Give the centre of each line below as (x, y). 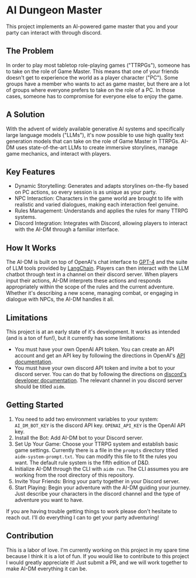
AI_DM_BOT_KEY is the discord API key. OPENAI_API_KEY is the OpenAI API (100, 425)
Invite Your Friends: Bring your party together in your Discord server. (97, 481)
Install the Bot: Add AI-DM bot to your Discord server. (79, 438)
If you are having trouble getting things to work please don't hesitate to (92, 511)
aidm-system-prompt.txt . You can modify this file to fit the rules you (96, 456)
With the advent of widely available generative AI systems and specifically (95, 129)
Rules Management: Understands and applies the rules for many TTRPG (101, 211)
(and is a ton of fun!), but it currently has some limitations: (76, 338)
